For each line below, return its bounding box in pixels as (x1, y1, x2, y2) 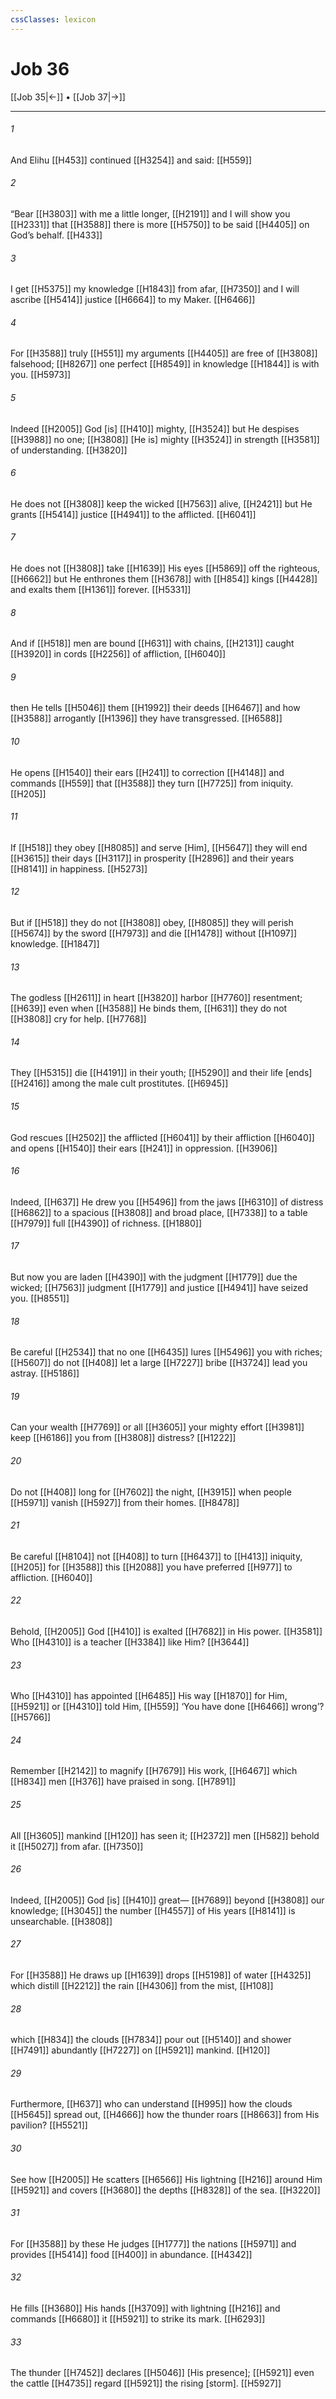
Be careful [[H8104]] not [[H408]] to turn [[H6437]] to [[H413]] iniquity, (10, 1550, 303, 1562)
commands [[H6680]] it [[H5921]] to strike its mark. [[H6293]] (10, 2313, 266, 2325)
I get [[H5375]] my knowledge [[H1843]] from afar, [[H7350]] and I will (10, 283, 300, 295)
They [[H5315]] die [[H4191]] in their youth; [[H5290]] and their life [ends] (10, 1067, 313, 1079)
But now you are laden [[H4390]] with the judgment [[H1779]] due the (10, 1271, 298, 1283)
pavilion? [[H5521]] (10, 2119, 88, 2131)
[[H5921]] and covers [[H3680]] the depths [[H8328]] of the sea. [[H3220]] (10, 2184, 321, 2196)
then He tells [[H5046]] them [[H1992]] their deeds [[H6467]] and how (10, 702, 301, 714)
